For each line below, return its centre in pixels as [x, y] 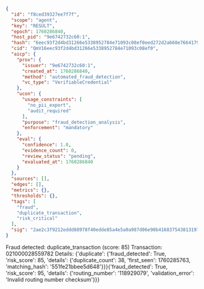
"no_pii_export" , [49, 105]
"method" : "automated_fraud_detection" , [74, 77]
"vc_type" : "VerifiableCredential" [67, 82]
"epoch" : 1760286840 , [39, 31]
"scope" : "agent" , [35, 20]
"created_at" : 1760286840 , [56, 71]
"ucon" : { [29, 94]
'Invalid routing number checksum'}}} [53, 279]
